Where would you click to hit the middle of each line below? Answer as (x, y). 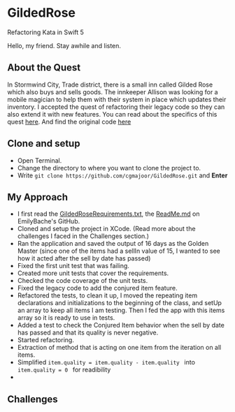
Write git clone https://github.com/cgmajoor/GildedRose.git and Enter (122, 175)
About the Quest (44, 68)
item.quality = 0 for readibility (64, 370)
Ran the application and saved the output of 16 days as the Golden (113, 244)
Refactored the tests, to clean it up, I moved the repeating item (107, 295)
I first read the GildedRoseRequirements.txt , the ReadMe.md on (109, 214)
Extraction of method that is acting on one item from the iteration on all (119, 348)
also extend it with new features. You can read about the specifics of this (112, 114)
